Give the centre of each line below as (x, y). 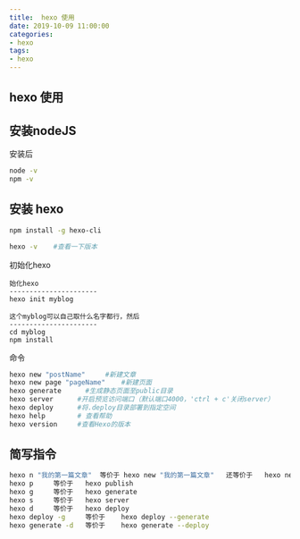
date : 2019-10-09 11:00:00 (59, 26)
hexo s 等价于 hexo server (69, 501)
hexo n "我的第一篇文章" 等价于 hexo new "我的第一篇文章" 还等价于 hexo (145, 476)
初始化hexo (30, 265)
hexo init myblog (42, 299)
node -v (24, 171)
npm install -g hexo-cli (55, 230)
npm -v (21, 180)
